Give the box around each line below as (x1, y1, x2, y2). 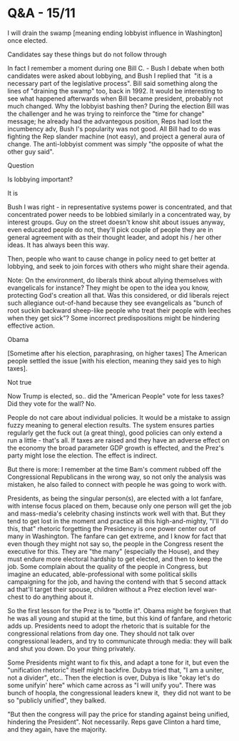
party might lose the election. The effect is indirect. (7, 451, 158, 460)
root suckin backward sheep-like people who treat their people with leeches (7, 306, 232, 315)
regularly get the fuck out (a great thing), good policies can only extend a (7, 428, 223, 437)
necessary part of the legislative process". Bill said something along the (7, 79, 218, 87)
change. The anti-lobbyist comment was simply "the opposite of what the (7, 139, 223, 148)
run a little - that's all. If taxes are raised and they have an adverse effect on (7, 435, 230, 444)
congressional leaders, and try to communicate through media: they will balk (7, 637, 233, 645)
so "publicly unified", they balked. (7, 696, 106, 705)
